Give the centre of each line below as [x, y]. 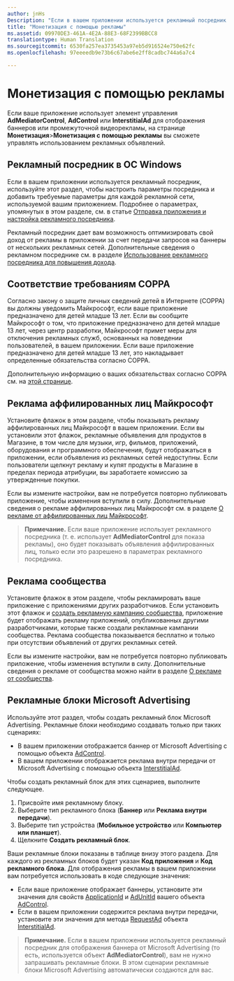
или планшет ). [39, 832]
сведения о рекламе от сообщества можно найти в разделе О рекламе [115, 671]
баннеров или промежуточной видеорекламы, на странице [96, 127]
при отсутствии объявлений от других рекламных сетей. [93, 643]
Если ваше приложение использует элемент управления [93, 113]
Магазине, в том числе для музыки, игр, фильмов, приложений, [103, 443]
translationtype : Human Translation [60, 40]
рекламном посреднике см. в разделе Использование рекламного [108, 255]
